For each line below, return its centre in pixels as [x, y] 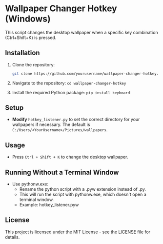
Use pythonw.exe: [30, 184]
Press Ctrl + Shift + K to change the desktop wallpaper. [70, 157]
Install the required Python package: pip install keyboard [71, 92]
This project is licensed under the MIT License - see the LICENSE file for [78, 232]
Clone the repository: [33, 64]
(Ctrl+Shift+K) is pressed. [31, 38]
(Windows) [28, 19]
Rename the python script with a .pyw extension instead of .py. [83, 189]
